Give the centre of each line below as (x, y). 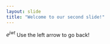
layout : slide (24, 11)
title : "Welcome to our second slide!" (56, 17)
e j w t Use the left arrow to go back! (48, 34)
